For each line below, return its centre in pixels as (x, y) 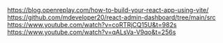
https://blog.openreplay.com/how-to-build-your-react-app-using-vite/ (108, 10)
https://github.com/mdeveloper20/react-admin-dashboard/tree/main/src (111, 17)
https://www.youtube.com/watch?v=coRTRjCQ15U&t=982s (92, 25)
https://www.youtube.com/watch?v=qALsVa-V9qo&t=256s (92, 32)
